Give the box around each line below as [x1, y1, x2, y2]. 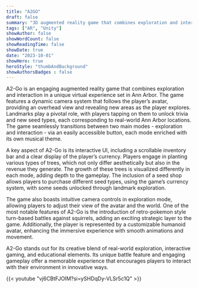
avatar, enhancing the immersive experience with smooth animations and [6, 227, 184, 234]
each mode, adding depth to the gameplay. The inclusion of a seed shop [6, 172, 182, 179]
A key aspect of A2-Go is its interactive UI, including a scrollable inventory [6, 147, 187, 154]
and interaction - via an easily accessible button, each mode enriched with [6, 129, 187, 136]
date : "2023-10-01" [6, 53, 54, 58]
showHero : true [6, 58, 44, 64]
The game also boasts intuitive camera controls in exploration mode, [6, 196, 173, 203]
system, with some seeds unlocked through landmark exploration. [6, 184, 166, 192]
